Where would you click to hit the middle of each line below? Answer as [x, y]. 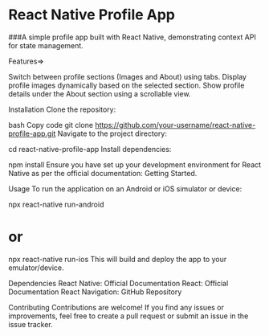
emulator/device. [36, 268]
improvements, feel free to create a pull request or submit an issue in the [128, 316]
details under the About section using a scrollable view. [100, 93]
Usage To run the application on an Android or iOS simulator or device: [125, 188]
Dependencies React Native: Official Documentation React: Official [118, 283]
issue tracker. [31, 324]
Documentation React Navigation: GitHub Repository [95, 292]
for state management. [46, 45]
